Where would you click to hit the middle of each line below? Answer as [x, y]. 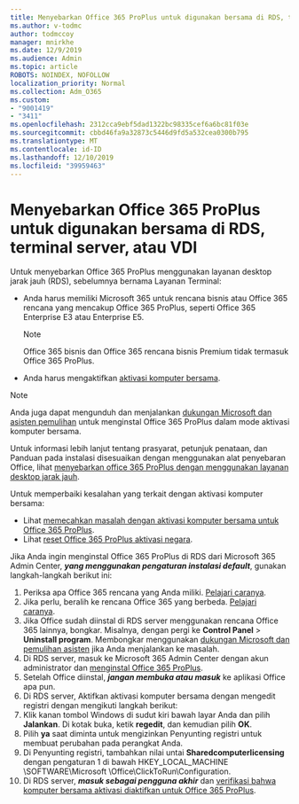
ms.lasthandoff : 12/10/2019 [62, 157]
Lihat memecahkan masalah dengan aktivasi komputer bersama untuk [151, 520]
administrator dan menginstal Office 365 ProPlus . [113, 668]
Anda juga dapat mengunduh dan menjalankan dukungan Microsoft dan [141, 412]
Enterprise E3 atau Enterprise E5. [83, 317]
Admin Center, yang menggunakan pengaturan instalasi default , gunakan [148, 566]
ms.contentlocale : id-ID [56, 149]
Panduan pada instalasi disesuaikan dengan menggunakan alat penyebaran [148, 458]
